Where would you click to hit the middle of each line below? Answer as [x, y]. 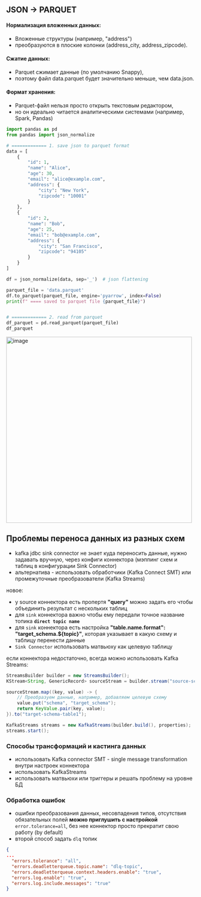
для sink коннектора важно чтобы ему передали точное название [100, 614]
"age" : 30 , [41, 174]
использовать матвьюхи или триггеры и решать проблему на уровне [104, 778]
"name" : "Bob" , [47, 224]
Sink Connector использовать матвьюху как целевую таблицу [94, 646]
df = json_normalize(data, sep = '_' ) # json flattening [77, 279]
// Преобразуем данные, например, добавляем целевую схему [92, 698]
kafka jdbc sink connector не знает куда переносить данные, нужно [101, 553]
